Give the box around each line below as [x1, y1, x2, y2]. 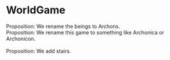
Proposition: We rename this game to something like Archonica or [6, 29, 164, 36]
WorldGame [6, 3, 66, 17]
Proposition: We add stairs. [6, 47, 72, 54]
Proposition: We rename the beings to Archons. [6, 23, 120, 30]
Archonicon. [6, 35, 36, 42]
